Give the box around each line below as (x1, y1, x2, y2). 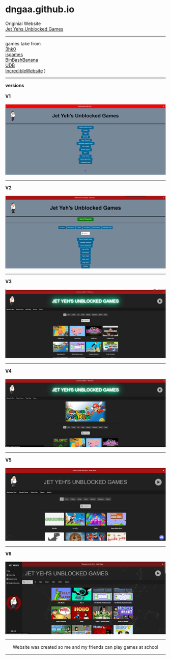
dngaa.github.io (5, 4, 75, 15)
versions (5, 82, 24, 88)
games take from (5, 40, 41, 46)
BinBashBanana (5, 57, 38, 63)
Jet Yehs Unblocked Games (5, 26, 64, 32)
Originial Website (5, 20, 41, 27)
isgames (5, 51, 23, 57)
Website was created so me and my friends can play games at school (12, 644, 159, 650)
